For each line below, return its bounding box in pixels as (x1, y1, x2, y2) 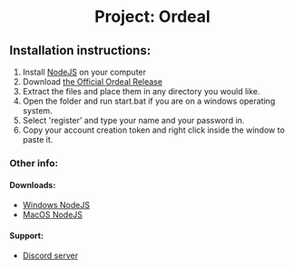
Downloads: (9, 179, 56, 190)
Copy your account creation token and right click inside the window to (22, 125, 286, 135)
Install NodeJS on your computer (22, 66, 147, 77)
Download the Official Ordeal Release (22, 76, 163, 87)
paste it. (22, 134, 54, 144)
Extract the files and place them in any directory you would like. (22, 86, 260, 96)
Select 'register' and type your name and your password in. (22, 115, 245, 125)
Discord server (22, 250, 79, 261)
